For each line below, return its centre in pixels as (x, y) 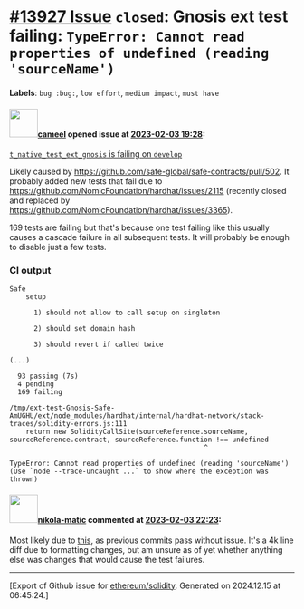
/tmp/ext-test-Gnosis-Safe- (62, 408)
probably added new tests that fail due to (86, 181)
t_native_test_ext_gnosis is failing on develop (96, 154)
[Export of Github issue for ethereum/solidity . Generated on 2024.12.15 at (145, 585)
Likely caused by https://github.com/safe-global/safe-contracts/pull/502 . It (149, 172)
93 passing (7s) (48, 377)
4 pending (36, 384)
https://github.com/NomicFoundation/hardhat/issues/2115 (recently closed (148, 191)
